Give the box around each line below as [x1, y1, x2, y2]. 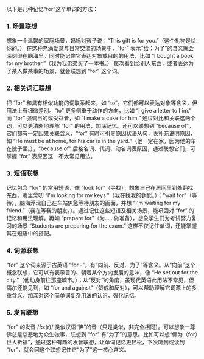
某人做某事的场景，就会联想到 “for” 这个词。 [11, 68, 123, 75]
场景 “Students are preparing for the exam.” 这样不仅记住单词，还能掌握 [16, 221, 197, 229]
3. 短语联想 [6, 169, 39, 178]
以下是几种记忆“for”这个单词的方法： [6, 5, 99, 12]
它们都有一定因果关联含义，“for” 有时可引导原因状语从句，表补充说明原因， [6, 130, 196, 137]
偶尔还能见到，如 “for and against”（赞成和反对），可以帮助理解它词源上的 [6, 284, 192, 291]
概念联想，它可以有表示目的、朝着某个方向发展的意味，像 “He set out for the [6, 269, 199, 276]
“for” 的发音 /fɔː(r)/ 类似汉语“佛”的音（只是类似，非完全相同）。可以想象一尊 [6, 323, 196, 330]
